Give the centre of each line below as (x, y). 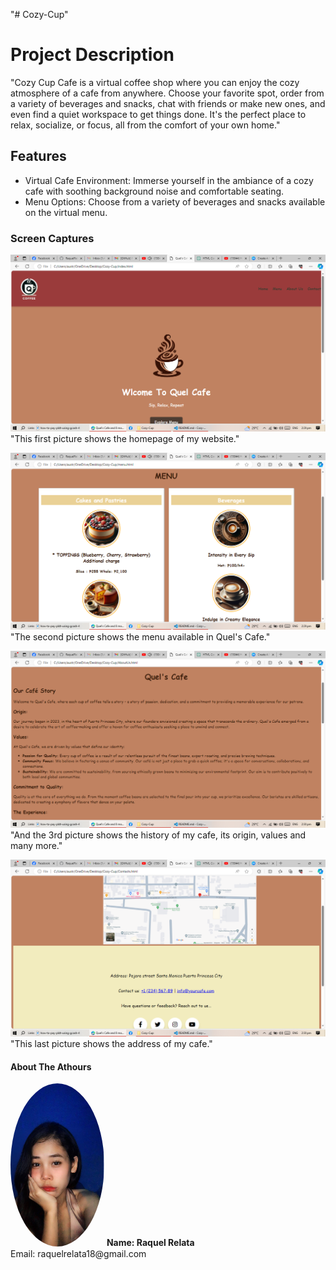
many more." (36, 846)
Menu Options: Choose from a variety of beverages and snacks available (175, 201)
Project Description (92, 55)
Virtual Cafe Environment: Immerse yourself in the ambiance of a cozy (169, 180)
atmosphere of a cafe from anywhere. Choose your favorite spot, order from (167, 93)
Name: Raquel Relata (150, 1243)
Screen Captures (52, 238)
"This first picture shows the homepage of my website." (125, 439)
